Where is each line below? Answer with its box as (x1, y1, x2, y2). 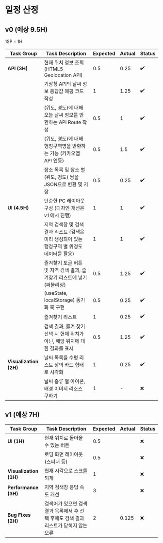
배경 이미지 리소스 (44, 385, 83, 392)
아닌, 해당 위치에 (44, 338, 80, 344)
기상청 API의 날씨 (44, 81, 81, 87)
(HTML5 (44, 66, 64, 72)
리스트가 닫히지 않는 (44, 522, 88, 529)
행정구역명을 (44, 143, 71, 149)
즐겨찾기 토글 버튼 (44, 260, 83, 266)
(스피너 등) (44, 458, 68, 465)
